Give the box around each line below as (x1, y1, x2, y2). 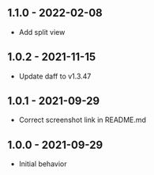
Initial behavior (18, 159, 67, 169)
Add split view (18, 27, 66, 36)
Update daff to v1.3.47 (18, 71, 92, 81)
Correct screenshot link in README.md (18, 115, 147, 125)
